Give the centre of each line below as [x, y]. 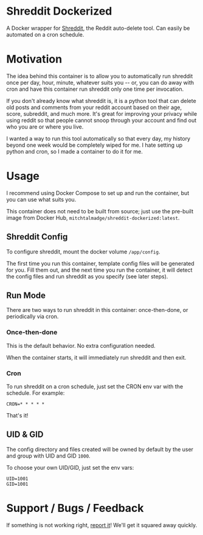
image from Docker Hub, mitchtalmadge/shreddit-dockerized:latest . [93, 218]
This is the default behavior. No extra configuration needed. [81, 345]
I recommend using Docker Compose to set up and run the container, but [98, 193]
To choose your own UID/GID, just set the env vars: [70, 467]
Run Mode [26, 296]
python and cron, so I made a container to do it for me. [74, 151]
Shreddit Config [37, 237]
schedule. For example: [36, 393]
